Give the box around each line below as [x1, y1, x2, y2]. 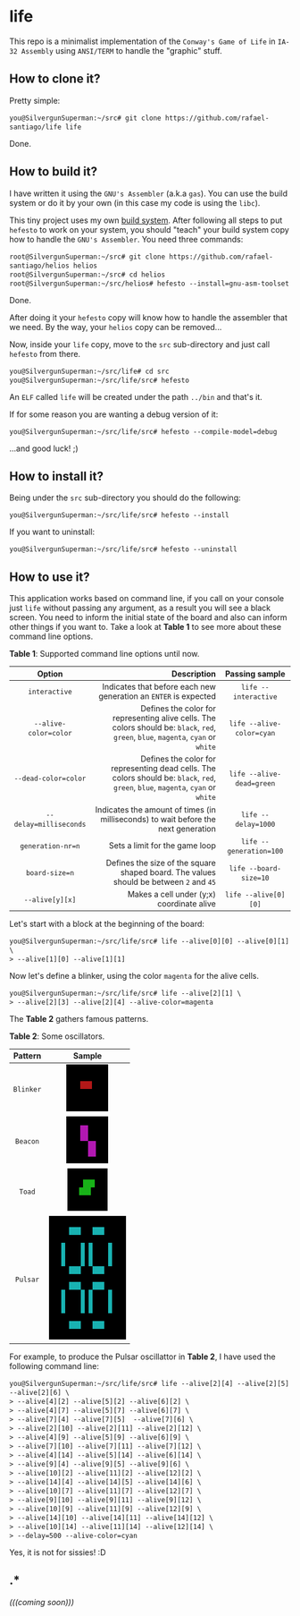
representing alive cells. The [112, 713, 216, 724]
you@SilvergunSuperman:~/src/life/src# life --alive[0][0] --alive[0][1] [9, 937, 290, 946]
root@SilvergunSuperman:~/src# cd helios [9, 270, 166, 279]
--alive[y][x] [23, 895, 77, 905]
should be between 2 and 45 [112, 877, 216, 888]
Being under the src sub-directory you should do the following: [9, 492, 241, 503]
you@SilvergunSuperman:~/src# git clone [9, 114, 162, 123]
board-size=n [25, 869, 74, 878]
